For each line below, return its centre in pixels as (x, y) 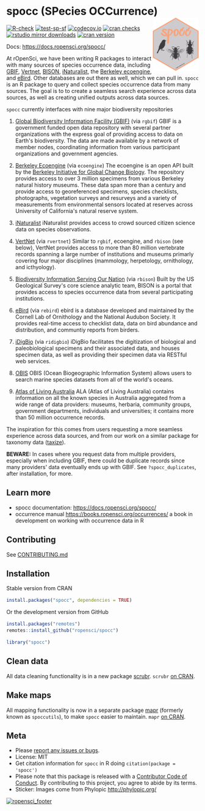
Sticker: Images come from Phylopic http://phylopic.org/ (86, 790)
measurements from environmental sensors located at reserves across (104, 204)
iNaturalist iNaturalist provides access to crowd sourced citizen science (105, 223)
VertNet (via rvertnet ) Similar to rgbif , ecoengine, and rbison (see (99, 241)
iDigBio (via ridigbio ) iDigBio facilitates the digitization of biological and (106, 341)
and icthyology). (35, 267)
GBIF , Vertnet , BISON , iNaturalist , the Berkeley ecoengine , (79, 71)
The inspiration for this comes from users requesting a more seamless (95, 429)
